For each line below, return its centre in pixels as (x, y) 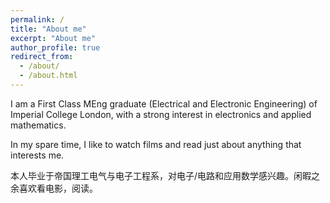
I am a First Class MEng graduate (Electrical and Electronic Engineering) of (164, 103)
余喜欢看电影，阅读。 (54, 188)
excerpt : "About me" (53, 38)
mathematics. (38, 125)
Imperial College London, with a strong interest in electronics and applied (161, 114)
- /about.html (48, 76)
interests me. (37, 155)
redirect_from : (42, 57)
